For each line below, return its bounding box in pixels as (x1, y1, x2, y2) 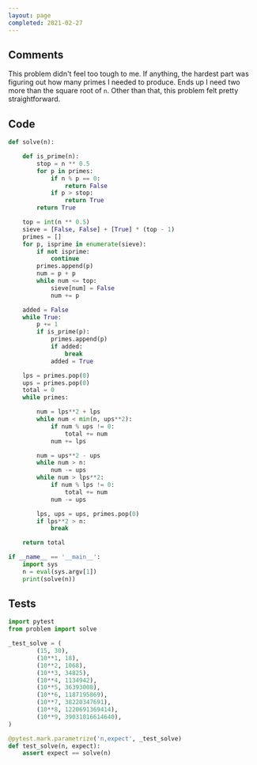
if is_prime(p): (36, 328, 90, 336)
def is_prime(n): (22, 153, 80, 160)
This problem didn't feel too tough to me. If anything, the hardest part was (8, 69, 249, 79)
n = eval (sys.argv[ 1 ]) (22, 567, 97, 575)
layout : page (8, 11, 51, 20)
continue (50, 254, 80, 263)
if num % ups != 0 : (50, 422, 115, 431)
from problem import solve (8, 625, 97, 633)
